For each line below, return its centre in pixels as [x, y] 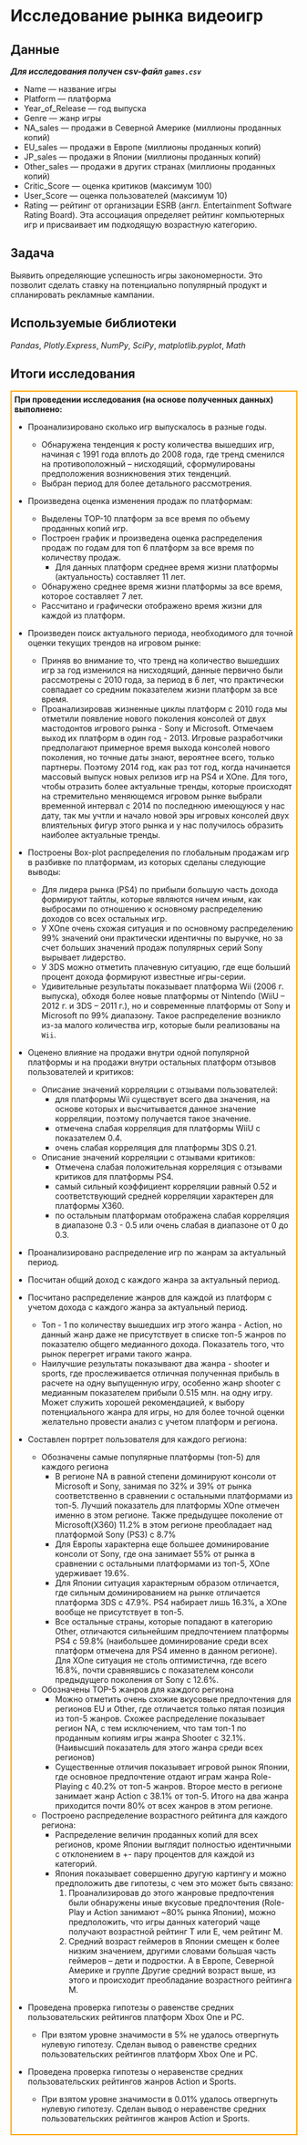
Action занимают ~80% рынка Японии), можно [184, 1913]
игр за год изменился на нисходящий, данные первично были [162, 670]
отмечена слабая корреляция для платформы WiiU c [158, 1129]
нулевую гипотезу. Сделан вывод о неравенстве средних [154, 2109]
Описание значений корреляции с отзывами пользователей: [160, 1089]
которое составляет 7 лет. [92, 596]
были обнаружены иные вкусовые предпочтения [164, 1903]
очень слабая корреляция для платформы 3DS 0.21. [156, 1148]
